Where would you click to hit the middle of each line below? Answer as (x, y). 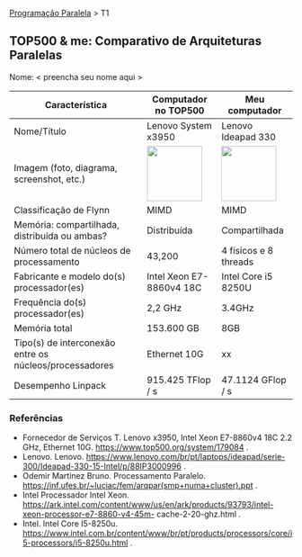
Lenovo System (180, 125)
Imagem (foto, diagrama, (66, 167)
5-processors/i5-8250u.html (75, 543)
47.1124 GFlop (254, 380)
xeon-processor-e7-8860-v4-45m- (89, 514)
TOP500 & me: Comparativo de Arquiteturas (136, 41)
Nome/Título (40, 131)
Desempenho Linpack (60, 385)
